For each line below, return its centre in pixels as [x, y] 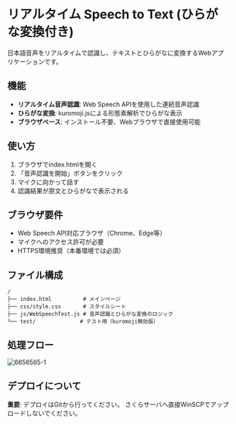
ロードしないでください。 [44, 413]
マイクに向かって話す [48, 182]
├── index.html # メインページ [64, 300]
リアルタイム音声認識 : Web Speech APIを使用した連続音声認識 [108, 104]
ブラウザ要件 [35, 215]
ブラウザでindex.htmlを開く [57, 164]
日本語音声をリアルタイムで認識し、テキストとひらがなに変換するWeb [109, 53]
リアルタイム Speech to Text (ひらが [113, 14]
